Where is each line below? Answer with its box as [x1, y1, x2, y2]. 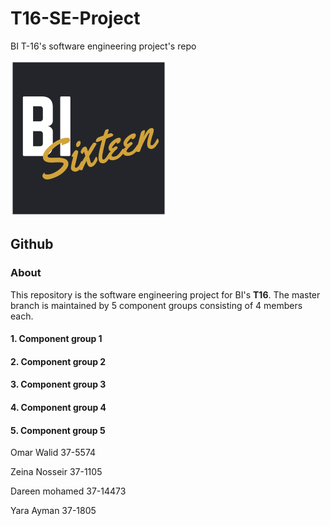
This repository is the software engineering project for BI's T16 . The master [10, 288, 321, 301]
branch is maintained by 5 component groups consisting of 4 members [10, 299, 303, 311]
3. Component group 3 [10, 378, 107, 391]
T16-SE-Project [10, 7, 141, 30]
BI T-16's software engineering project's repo [10, 40, 197, 52]
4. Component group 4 [10, 402, 107, 413]
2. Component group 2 [10, 355, 107, 367]
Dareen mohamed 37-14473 [10, 485, 127, 497]
